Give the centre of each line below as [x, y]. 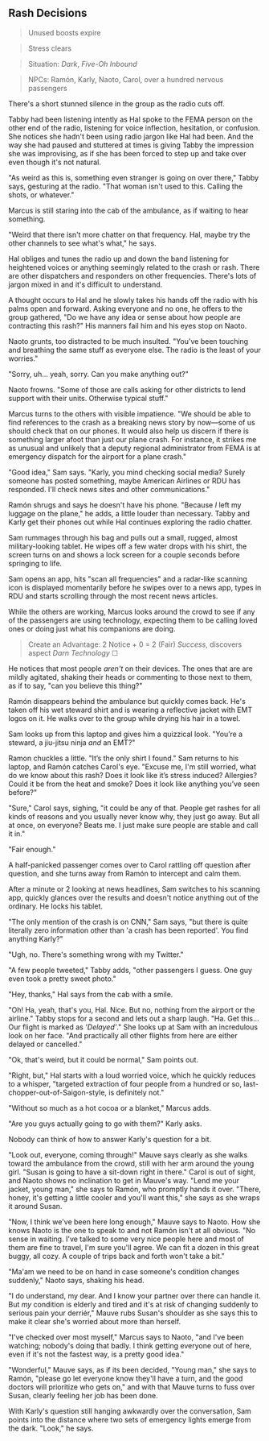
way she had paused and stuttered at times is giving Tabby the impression [131, 145]
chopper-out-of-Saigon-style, [57, 1092]
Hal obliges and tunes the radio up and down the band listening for [118, 259]
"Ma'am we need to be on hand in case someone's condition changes [124, 1271]
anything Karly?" [36, 938]
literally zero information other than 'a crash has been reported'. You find [128, 930]
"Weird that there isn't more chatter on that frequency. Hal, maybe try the [129, 234]
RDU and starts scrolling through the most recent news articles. [113, 596]
